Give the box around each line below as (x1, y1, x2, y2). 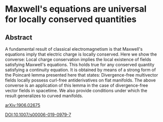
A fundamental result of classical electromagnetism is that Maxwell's (5, 46, 143, 52)
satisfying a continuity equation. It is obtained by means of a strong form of (5, 67, 156, 73)
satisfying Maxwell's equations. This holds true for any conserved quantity (5, 62, 155, 67)
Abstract (5, 33, 33, 41)
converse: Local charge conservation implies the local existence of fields (5, 57, 151, 62)
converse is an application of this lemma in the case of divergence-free (5, 82, 148, 88)
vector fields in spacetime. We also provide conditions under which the (5, 88, 147, 93)
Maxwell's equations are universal (5, 3, 147, 15)
